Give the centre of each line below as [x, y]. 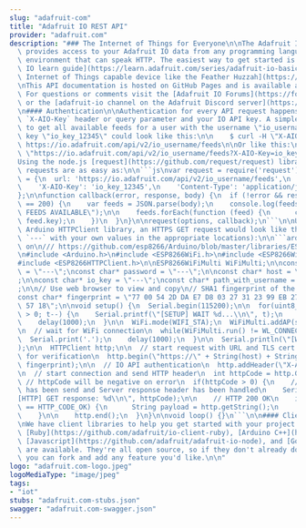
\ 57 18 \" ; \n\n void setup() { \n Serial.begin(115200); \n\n [134, 306]
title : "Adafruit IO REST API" [69, 26]
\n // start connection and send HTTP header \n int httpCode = [144, 373]
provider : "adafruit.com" [58, 35]
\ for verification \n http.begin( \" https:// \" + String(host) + [144, 356]
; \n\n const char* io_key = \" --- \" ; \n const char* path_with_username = [157, 280]
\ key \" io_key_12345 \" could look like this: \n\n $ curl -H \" [148, 137]
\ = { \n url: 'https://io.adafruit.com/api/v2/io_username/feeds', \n [154, 178]
